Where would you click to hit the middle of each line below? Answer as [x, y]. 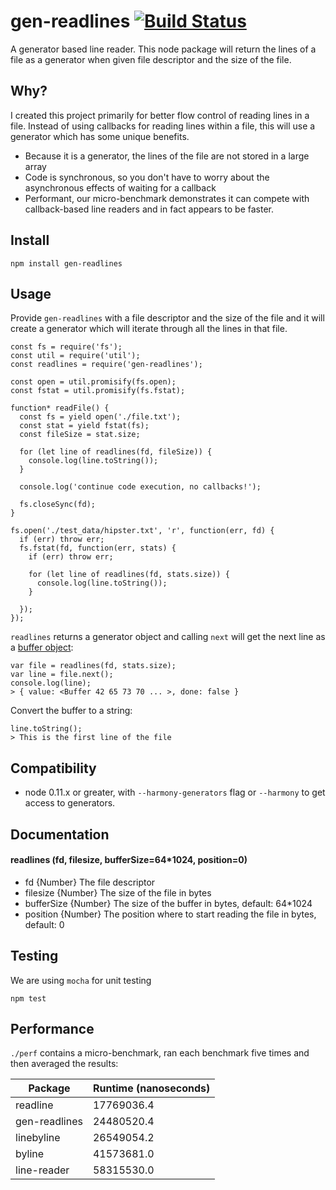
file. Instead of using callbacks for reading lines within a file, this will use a [163, 126]
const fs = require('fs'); [66, 347]
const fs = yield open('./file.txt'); [100, 417]
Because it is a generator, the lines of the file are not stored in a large [167, 156]
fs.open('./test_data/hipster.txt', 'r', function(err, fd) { [142, 531]
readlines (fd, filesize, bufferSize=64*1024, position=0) [129, 860]
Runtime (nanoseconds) [151, 1088]
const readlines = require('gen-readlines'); [106, 365]
